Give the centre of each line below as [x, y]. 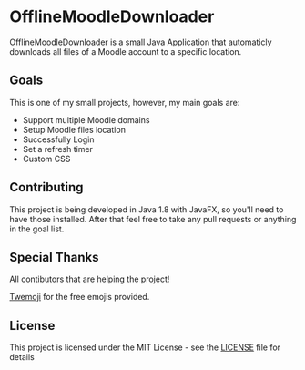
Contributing [46, 187]
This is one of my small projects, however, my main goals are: [125, 102]
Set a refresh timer [58, 149]
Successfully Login [58, 139]
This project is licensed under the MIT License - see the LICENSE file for [145, 347]
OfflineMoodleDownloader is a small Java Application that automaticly [141, 42]
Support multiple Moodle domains [86, 119]
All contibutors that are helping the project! [90, 279]
